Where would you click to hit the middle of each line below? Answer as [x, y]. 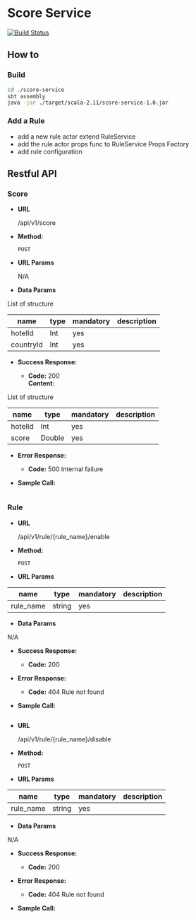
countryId [27, 345]
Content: [41, 383]
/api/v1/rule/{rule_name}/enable [64, 536]
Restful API [32, 174]
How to [23, 55]
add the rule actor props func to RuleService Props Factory [103, 144]
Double [53, 438]
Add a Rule [26, 121]
